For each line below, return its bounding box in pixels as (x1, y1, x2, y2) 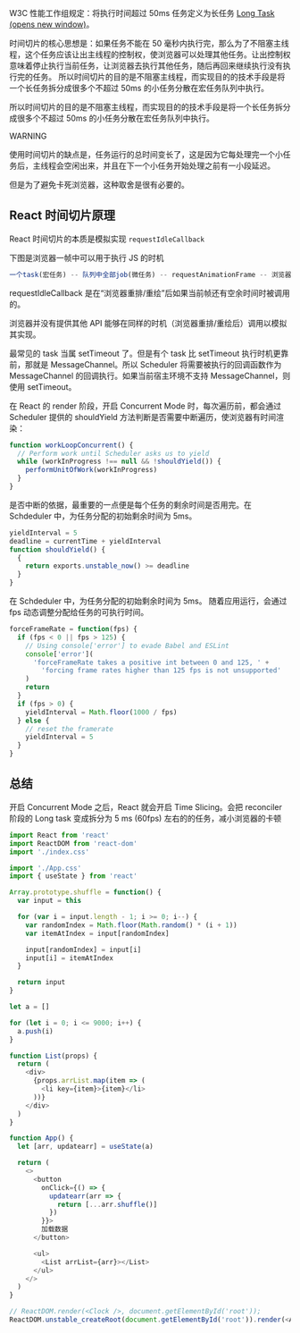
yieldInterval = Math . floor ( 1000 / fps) (25, 707, 178, 717)
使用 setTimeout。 (9, 381, 77, 392)
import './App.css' (9, 864, 82, 873)
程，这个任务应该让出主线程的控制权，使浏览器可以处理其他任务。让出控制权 (9, 49, 291, 60)
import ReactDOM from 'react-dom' (9, 839, 138, 848)
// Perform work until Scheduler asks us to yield (17, 449, 210, 458)
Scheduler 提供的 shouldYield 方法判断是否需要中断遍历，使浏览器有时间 (9, 411, 277, 422)
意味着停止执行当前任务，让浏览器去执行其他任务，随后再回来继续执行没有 (9, 61, 283, 71)
